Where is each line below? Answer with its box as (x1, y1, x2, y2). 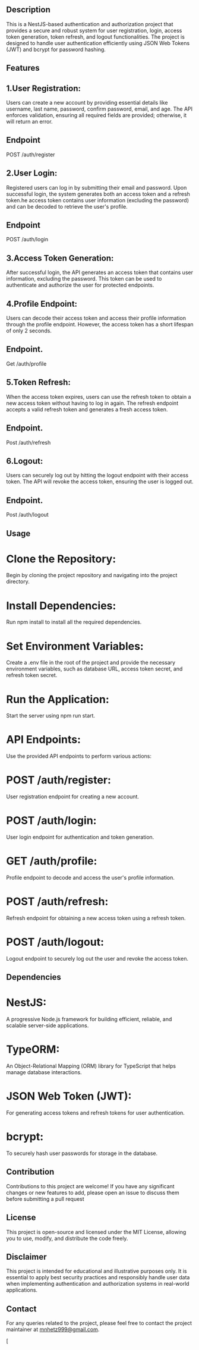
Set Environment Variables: (6, 639, 144, 653)
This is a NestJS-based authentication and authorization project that (6, 20, 173, 27)
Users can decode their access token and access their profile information (6, 314, 186, 322)
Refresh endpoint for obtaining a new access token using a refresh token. (6, 914, 186, 921)
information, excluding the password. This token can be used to (6, 275, 162, 282)
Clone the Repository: (6, 552, 116, 565)
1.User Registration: (6, 83, 81, 93)
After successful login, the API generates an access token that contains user (6, 269, 193, 276)
